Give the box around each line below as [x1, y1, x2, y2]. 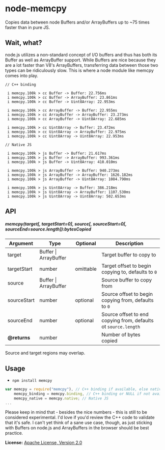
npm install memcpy [12, 378, 53, 383]
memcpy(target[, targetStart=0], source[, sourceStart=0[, [5, 221, 127, 226]
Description [115, 240, 144, 247]
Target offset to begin [101, 262, 151, 269]
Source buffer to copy [101, 277, 152, 283]
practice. [5, 430, 23, 436]
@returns [7, 335, 30, 341]
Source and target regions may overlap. [5, 350, 85, 356]
